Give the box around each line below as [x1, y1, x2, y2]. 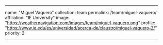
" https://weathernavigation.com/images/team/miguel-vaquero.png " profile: [5, 20, 156, 26]
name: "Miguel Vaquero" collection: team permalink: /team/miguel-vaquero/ [5, 10, 157, 15]
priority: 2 [5, 30, 25, 36]
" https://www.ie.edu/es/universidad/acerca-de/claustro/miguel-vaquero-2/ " [5, 25, 157, 30]
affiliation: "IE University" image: [5, 15, 70, 20]
